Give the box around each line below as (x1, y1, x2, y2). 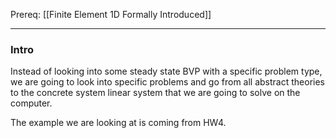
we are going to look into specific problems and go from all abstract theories (10, 76, 325, 88)
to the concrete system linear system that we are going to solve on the (10, 87, 301, 99)
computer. (10, 97, 53, 109)
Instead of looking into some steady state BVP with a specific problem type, (10, 65, 323, 78)
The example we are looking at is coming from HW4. (10, 117, 227, 129)
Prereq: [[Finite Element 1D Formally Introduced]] (10, 9, 212, 20)
